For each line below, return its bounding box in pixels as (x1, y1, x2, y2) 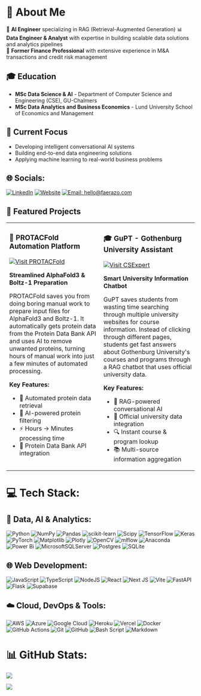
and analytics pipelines (6, 40, 63, 47)
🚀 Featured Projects (6, 206, 81, 217)
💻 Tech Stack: (6, 486, 80, 500)
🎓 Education (6, 71, 57, 82)
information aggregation (113, 455, 181, 464)
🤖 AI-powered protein (19, 409, 81, 418)
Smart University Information (103, 274, 188, 283)
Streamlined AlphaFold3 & (9, 271, 86, 280)
